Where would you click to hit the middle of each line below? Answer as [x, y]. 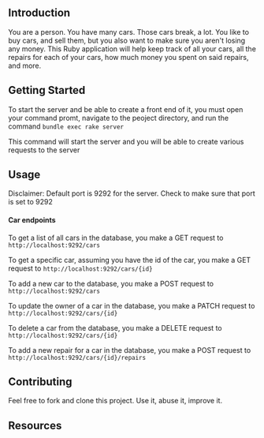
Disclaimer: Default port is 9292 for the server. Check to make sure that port [132, 193]
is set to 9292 [31, 202]
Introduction [39, 13]
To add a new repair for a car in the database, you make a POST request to [130, 350]
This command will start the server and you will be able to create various [126, 141]
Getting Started [47, 90]
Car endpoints [32, 220]
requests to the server [44, 150]
